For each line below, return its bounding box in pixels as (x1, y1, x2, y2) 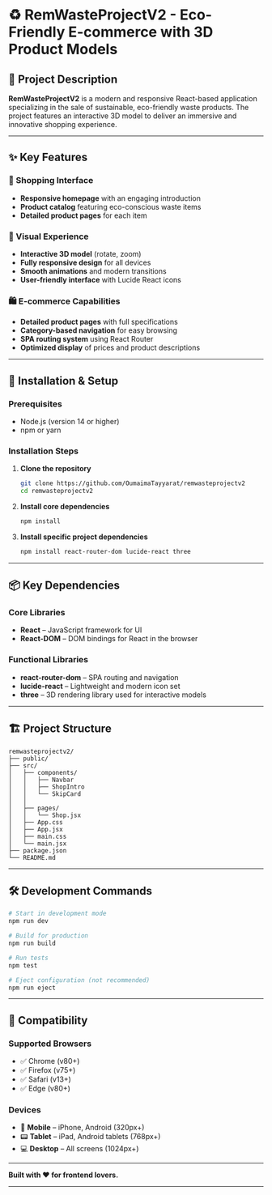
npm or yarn (19, 425, 62, 435)
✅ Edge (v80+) (19, 1083, 71, 1094)
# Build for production (8, 932, 89, 940)
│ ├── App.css (8, 818, 63, 827)
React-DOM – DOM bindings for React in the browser (19, 634, 198, 644)
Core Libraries (8, 607, 66, 619)
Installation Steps (8, 445, 79, 457)
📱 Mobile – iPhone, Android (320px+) (19, 1123, 145, 1133)
